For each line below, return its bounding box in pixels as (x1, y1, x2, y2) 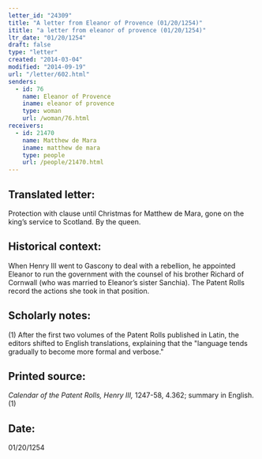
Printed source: (8, 369, 86, 383)
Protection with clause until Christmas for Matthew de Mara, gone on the (8, 209, 245, 218)
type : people (22, 151, 65, 159)
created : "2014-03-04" (8, 56, 83, 64)
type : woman (22, 107, 62, 115)
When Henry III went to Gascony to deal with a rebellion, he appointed (8, 261, 236, 270)
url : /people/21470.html (22, 159, 104, 167)
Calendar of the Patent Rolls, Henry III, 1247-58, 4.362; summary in (8, 390, 227, 400)
